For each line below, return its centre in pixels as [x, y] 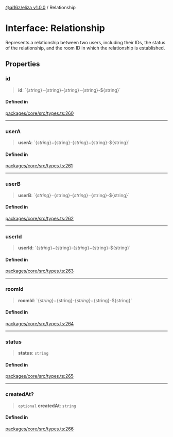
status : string [33, 353]
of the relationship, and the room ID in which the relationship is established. [85, 48]
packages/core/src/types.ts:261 [39, 166]
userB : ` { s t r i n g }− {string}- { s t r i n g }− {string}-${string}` [74, 195]
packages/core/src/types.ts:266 [40, 429]
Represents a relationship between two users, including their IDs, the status [85, 42]
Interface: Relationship [55, 28]
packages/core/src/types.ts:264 [40, 323]
